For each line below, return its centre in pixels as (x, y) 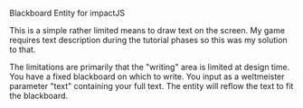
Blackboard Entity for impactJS (67, 13)
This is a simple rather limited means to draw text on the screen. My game (147, 30)
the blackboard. (39, 95)
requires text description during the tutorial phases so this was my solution (148, 40)
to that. (23, 49)
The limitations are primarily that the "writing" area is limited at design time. (150, 67)
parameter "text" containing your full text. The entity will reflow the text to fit (151, 86)
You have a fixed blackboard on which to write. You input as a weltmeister (147, 76)
